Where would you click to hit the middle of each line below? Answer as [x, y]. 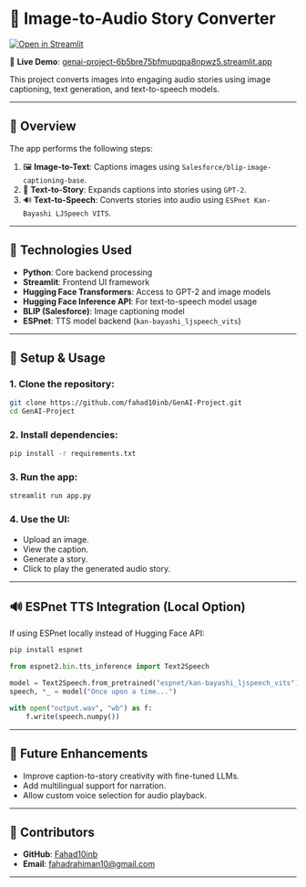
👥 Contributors [52, 832]
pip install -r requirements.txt [73, 454]
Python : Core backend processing [87, 272]
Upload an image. [56, 539]
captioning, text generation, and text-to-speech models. [115, 89]
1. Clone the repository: [62, 384]
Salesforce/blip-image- [226, 167]
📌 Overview [43, 127]
